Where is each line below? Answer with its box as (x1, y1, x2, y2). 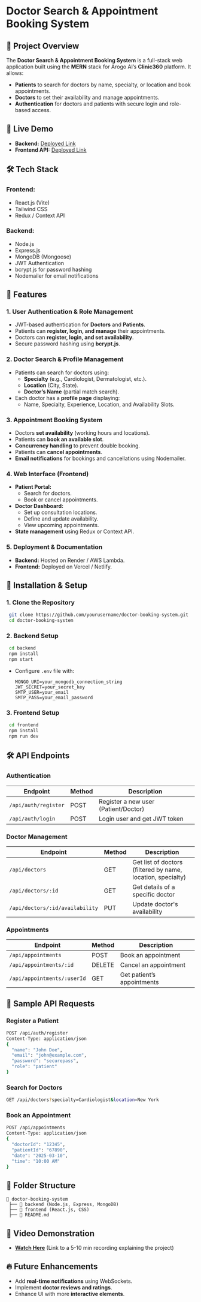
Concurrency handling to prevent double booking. (14, 442, 141, 449)
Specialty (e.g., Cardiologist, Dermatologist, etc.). (23, 375, 147, 382)
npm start (8, 657, 33, 663)
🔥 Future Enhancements (6, 1261, 98, 1272)
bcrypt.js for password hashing (14, 266, 92, 273)
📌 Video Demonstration (6, 1228, 95, 1238)
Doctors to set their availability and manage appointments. (14, 94, 160, 101)
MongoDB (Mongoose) (14, 253, 72, 260)
